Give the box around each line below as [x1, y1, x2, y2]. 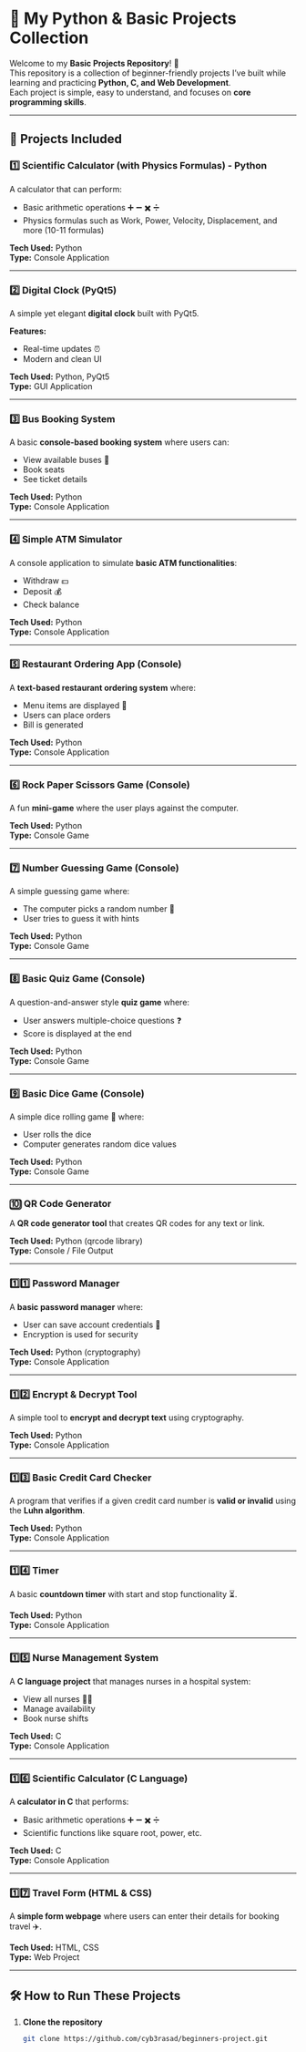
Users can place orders [22, 709, 111, 720]
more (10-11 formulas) [22, 224, 105, 235]
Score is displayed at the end [22, 1027, 132, 1038]
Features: [9, 325, 47, 336]
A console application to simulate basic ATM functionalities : [9, 557, 238, 568]
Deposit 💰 [22, 585, 62, 596]
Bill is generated [22, 719, 84, 730]
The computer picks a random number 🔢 [22, 903, 175, 914]
